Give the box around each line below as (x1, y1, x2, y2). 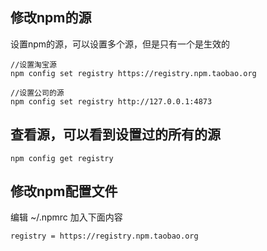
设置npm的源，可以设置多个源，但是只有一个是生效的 (10, 38, 231, 50)
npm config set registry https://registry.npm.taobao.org (10, 68, 257, 78)
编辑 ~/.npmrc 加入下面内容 (10, 211, 123, 223)
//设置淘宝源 (10, 59, 57, 70)
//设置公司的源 (10, 88, 65, 98)
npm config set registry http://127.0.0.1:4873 (10, 96, 213, 107)
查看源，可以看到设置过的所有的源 (10, 126, 221, 143)
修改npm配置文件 (10, 183, 118, 200)
